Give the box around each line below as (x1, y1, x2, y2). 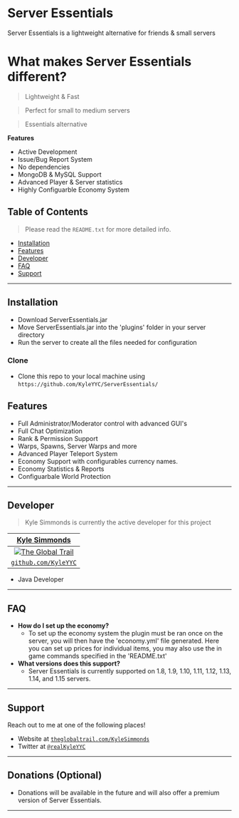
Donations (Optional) (7, 770, 102, 782)
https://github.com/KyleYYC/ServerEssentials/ (17, 380, 159, 388)
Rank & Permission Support (17, 434, 98, 442)
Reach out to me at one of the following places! (7, 721, 146, 730)
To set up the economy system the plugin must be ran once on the (28, 629, 223, 638)
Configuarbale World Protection (17, 472, 112, 480)
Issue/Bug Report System (17, 155, 92, 163)
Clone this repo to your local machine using (17, 372, 146, 380)
